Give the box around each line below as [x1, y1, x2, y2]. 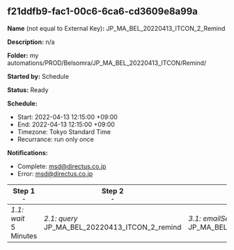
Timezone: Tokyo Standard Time [17, 127, 111, 135]
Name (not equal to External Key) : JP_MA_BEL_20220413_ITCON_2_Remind [7, 24, 226, 32]
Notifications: [7, 148, 48, 156]
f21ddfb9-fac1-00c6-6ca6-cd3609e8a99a [7, 6, 198, 17]
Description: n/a [7, 38, 55, 46]
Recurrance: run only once [17, 135, 94, 143]
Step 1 [13, 186, 36, 196]
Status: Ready [7, 85, 49, 94]
